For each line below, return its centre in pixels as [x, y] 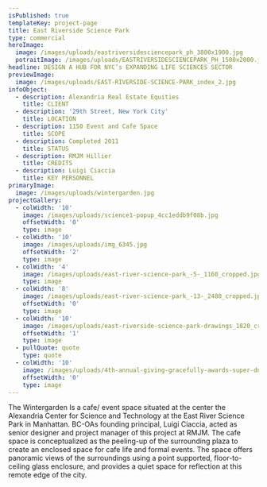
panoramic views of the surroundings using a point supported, [110, 458]
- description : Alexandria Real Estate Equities [97, 97]
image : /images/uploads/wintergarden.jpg [85, 193]
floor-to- [228, 458]
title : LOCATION [50, 119]
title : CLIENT [46, 104]
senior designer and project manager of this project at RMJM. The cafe [124, 433]
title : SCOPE [44, 133]
